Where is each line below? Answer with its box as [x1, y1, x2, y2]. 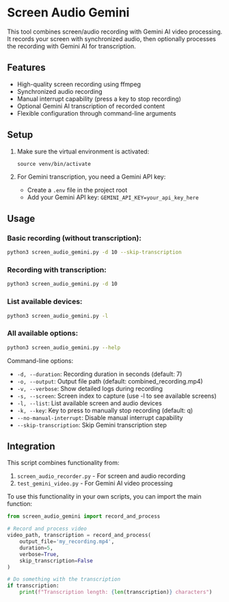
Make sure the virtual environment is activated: [16, 147, 150, 155]
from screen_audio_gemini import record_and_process [7, 513, 161, 520]
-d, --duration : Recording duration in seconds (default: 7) [16, 370, 183, 378]
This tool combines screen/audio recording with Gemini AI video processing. [7, 27, 223, 36]
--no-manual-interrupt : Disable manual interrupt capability [16, 413, 183, 422]
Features [7, 62, 46, 73]
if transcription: [7, 582, 59, 590]
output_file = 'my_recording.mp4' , [19, 538, 115, 545]
